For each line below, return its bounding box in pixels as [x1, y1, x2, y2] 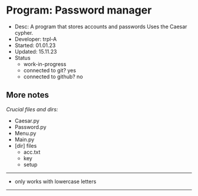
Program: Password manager [6, 4, 152, 17]
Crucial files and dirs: [6, 105, 58, 112]
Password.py [14, 123, 47, 130]
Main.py [14, 136, 35, 143]
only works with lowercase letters [14, 178, 97, 185]
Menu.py [14, 129, 37, 137]
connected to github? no [23, 73, 84, 80]
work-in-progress [23, 60, 67, 68]
